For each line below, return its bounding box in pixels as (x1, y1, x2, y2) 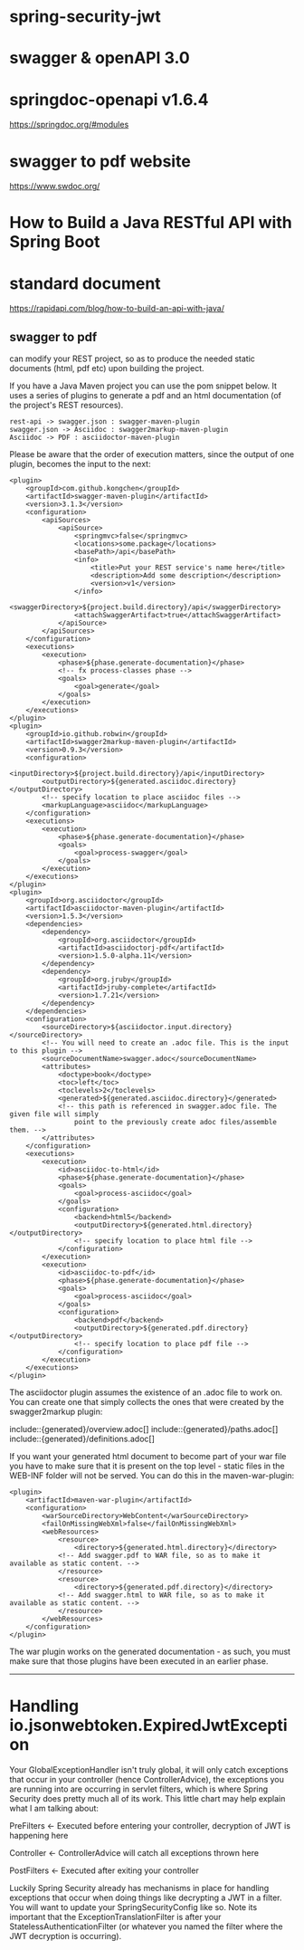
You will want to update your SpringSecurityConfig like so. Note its (9, 1902, 258, 1913)
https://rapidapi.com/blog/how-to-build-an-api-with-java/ (9, 303, 224, 314)
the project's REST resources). (9, 400, 124, 411)
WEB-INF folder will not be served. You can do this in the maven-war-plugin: (9, 1470, 295, 1481)
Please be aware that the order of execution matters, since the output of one (9, 449, 295, 460)
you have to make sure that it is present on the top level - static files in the (9, 1460, 285, 1472)
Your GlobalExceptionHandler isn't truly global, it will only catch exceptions (9, 1764, 289, 1775)
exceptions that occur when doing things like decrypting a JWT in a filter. (9, 1892, 282, 1903)
